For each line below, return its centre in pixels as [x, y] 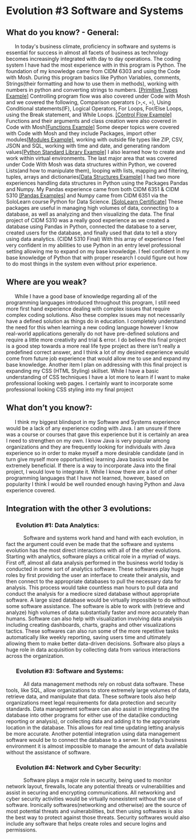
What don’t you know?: [49, 408]
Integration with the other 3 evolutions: [79, 509]
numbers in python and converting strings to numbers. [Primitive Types [92, 90]
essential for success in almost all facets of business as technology [87, 53]
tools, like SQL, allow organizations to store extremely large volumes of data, [98, 690]
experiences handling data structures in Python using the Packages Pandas [97, 183]
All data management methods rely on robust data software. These [104, 684]
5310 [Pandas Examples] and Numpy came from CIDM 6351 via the [87, 195]
